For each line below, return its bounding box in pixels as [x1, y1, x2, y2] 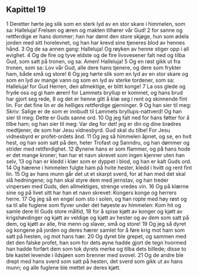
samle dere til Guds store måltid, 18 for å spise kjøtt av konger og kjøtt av [6, 208, 183, 215]
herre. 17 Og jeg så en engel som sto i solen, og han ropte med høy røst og [6, 195, 187, 202]
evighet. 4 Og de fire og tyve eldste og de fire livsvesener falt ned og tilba [6, 51, 186, 58]
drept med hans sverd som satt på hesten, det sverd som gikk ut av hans [6, 258, 183, 265]
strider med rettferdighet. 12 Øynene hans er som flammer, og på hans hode [6, 145, 190, 152]
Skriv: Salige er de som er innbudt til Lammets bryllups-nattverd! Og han [6, 108, 182, 115]
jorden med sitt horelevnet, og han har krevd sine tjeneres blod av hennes [6, 39, 186, 46]
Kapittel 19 [6, 5, 46, 15]
